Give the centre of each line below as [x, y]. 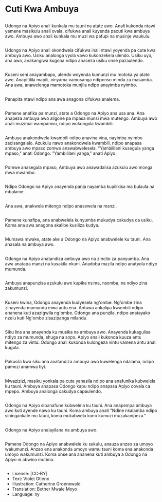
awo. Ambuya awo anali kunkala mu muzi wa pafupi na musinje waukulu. [78, 36]
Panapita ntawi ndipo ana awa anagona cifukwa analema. [63, 99]
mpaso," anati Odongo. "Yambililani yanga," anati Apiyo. [61, 153]
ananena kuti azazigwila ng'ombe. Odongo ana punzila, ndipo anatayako [78, 313]
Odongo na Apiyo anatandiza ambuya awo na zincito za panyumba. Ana [77, 259]
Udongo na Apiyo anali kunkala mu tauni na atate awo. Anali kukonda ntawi [80, 26]
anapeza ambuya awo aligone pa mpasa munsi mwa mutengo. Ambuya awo [81, 118]
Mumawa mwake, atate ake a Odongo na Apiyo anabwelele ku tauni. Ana [78, 239]
